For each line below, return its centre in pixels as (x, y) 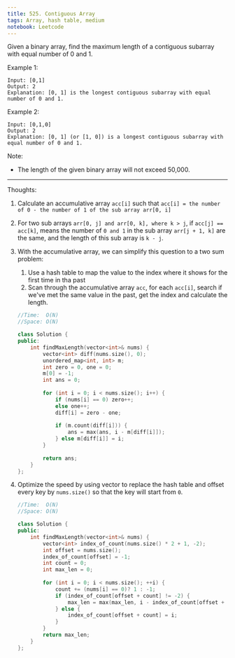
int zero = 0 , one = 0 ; (77, 367)
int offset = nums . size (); (82, 550)
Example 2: (23, 112)
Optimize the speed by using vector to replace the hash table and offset (121, 485)
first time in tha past (57, 280)
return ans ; (60, 458)
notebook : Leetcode (36, 27)
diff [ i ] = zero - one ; (88, 413)
